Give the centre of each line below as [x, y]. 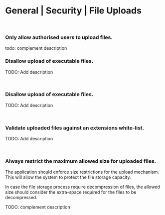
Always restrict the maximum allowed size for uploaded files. [81, 161]
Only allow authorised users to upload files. [59, 37]
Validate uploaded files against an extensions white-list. [75, 128]
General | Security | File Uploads [74, 11]
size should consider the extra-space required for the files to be [71, 192]
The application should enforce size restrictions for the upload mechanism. [82, 172]
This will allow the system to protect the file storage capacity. [68, 177]
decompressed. [21, 198]
